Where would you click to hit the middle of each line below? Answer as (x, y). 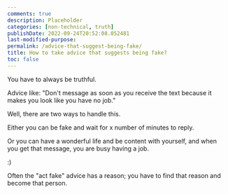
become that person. (37, 183)
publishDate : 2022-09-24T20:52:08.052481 (69, 33)
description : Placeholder (45, 20)
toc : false (23, 60)
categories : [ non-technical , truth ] (60, 27)
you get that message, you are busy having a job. (78, 148)
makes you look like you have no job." (62, 100)
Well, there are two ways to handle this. (64, 113)
